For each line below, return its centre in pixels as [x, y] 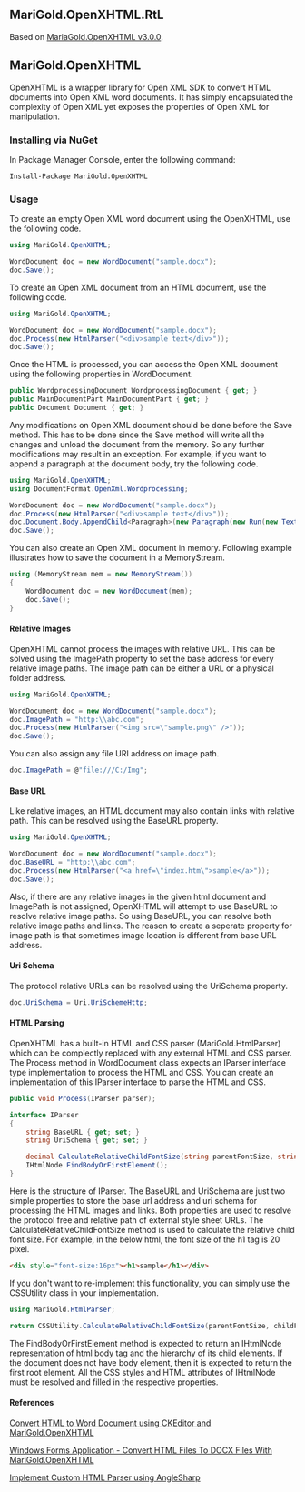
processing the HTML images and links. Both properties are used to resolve [151, 1210]
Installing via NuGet [54, 140]
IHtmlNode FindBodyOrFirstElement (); [97, 1166]
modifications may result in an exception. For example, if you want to [138, 454]
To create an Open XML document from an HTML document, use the [138, 287]
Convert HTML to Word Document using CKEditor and [110, 1423]
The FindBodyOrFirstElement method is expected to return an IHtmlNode [146, 1343]
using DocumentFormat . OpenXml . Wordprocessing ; [99, 489]
